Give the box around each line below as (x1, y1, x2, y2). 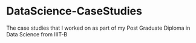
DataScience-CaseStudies (6, 4, 142, 18)
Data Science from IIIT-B (6, 30, 68, 38)
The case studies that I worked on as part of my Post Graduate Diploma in (6, 24, 191, 31)
